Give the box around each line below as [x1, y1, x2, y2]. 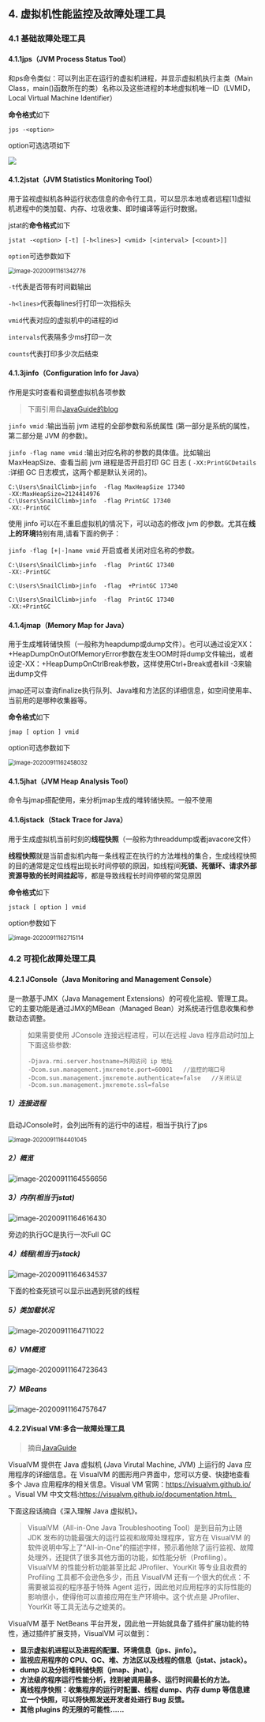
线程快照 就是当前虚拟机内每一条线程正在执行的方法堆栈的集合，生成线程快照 [8, 851, 257, 860]
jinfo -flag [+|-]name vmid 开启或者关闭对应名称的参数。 [8, 545, 200, 555]
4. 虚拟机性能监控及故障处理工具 [8, 7, 166, 21]
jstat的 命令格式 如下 [8, 220, 71, 230]
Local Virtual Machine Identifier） [8, 93, 117, 103]
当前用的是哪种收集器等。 [8, 696, 91, 705]
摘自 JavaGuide [27, 1442, 77, 1452]
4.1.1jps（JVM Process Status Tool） [8, 54, 130, 63]
